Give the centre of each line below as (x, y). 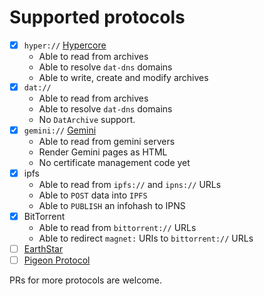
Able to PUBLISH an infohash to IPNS (112, 205)
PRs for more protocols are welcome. (86, 280)
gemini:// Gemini (60, 130)
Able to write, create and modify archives (123, 77)
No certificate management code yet (114, 162)
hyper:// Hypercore (65, 45)
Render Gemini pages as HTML (103, 152)
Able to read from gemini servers (107, 141)
